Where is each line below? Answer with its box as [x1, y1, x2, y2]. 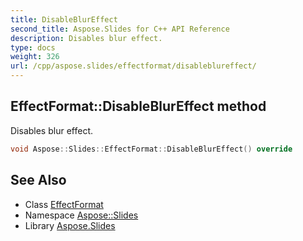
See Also [10, 172, 67, 189]
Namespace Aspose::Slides [24, 209, 139, 221]
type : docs [10, 42, 56, 53]
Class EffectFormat [24, 198, 104, 210]
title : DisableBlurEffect [10, 14, 118, 25]
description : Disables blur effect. [10, 33, 163, 43]
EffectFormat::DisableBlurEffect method [10, 98, 267, 115]
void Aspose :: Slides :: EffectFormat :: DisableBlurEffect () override [10, 144, 293, 154]
